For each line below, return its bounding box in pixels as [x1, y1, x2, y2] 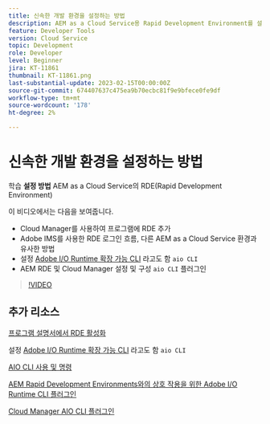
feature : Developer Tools [8, 26, 95, 35]
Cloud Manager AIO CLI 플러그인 [8, 406, 115, 416]
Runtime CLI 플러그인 [8, 389, 77, 398]
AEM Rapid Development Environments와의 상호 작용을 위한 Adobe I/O [8, 379, 238, 389]
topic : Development [8, 42, 74, 50]
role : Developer [8, 49, 63, 57]
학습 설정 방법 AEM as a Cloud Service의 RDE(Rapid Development [8, 181, 223, 190]
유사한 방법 [19, 243, 55, 253]
